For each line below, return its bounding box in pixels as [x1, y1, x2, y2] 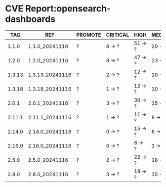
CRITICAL [106, 31, 129, 38]
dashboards [5, 13, 56, 25]
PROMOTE [76, 31, 101, 38]
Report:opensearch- [25, 3, 111, 14]
